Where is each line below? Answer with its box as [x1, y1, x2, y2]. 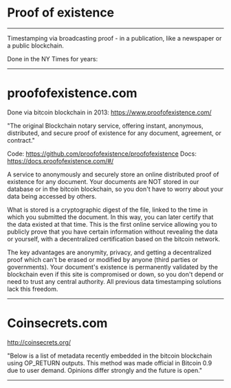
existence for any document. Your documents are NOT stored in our [7, 177, 199, 185]
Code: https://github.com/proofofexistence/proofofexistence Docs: [7, 150, 197, 158]
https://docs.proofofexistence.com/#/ [7, 156, 114, 165]
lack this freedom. [7, 285, 58, 293]
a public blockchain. [7, 41, 64, 50]
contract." [7, 136, 36, 144]
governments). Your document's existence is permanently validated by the [7, 263, 219, 271]
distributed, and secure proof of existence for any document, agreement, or [7, 129, 221, 137]
